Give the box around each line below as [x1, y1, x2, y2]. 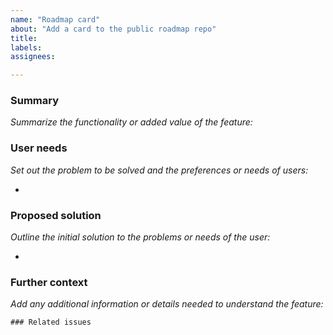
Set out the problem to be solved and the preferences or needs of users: [10, 164, 309, 176]
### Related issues [10, 317, 92, 328]
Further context [10, 275, 88, 289]
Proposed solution [10, 208, 102, 222]
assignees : [10, 52, 56, 62]
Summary [10, 94, 60, 108]
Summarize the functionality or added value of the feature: [10, 116, 253, 128]
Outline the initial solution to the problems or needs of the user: [10, 231, 271, 243]
